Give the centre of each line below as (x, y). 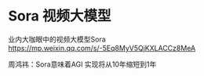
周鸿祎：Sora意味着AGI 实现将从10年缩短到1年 (82, 64)
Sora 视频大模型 (60, 16)
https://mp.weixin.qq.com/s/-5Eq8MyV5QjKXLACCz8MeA (102, 48)
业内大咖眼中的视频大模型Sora (57, 39)
